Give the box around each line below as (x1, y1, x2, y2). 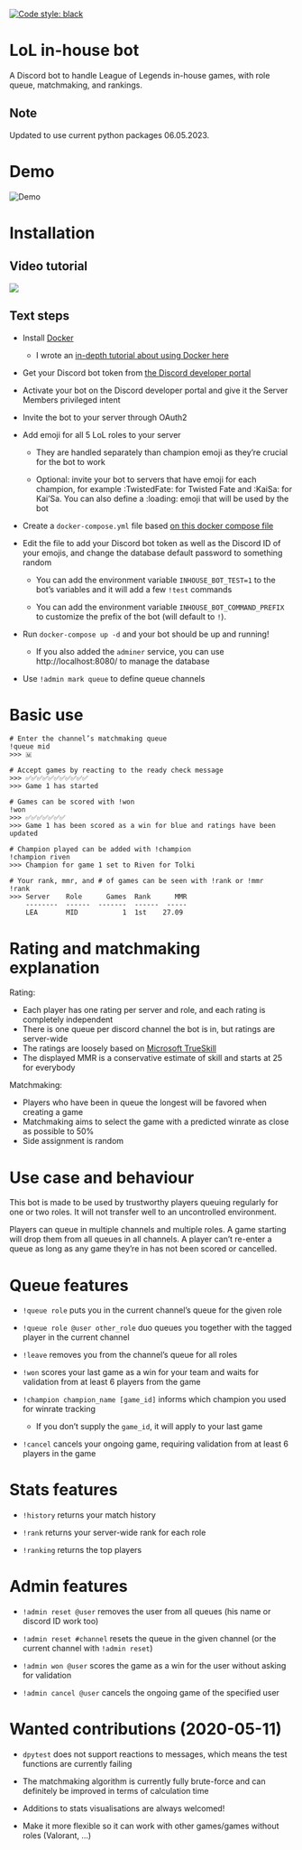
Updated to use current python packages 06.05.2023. (9, 129, 210, 140)
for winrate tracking (22, 1404, 96, 1415)
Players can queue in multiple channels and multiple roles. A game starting (9, 1224, 287, 1235)
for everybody (22, 1062, 76, 1074)
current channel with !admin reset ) (22, 1643, 153, 1654)
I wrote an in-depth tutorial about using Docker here (35, 349, 230, 360)
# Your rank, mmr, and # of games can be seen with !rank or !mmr (9, 877, 264, 886)
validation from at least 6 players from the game (22, 1377, 201, 1388)
